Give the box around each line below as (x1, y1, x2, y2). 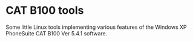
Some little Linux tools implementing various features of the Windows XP (5, 23, 187, 31)
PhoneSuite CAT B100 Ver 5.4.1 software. (5, 29, 108, 37)
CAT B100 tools (5, 4, 84, 17)
